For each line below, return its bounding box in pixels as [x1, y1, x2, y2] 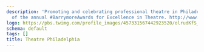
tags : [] [6, 31, 29, 37]
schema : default [6, 25, 47, 32]
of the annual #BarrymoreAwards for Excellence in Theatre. [12, 14, 167, 20]
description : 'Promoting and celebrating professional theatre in [6, 8, 178, 15]
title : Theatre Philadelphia [6, 36, 80, 42]
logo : [6, 20, 20, 26]
